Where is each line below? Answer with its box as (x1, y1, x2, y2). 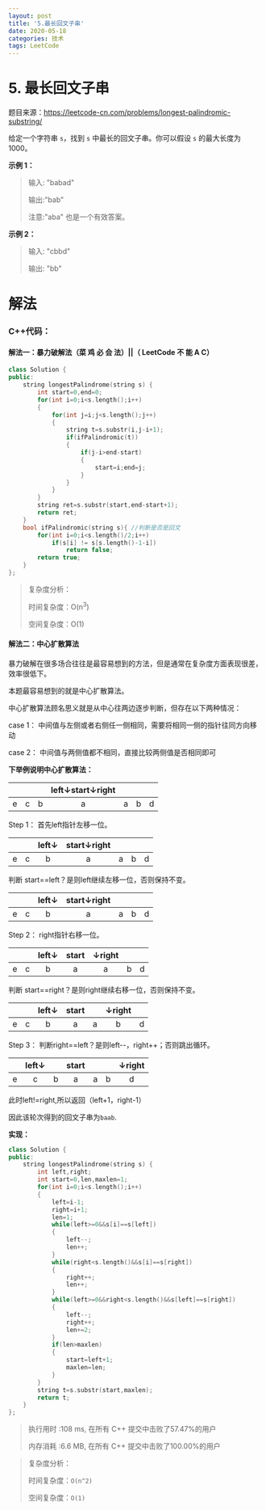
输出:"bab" (27, 195, 64, 205)
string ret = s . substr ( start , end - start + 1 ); (37, 501, 179, 509)
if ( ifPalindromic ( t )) (65, 433, 139, 441)
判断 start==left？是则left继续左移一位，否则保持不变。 (8, 875, 191, 884)
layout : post (8, 11, 52, 20)
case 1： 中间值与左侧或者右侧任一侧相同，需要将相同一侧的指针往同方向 (8, 720, 251, 730)
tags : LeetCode (8, 42, 60, 50)
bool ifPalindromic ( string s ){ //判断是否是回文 (23, 523, 181, 532)
